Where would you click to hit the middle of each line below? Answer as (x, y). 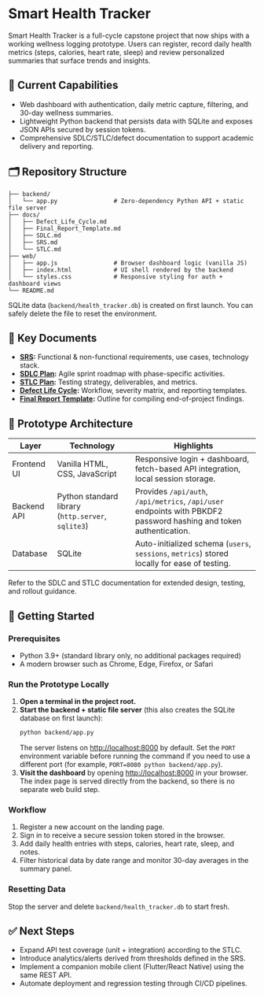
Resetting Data (37, 889)
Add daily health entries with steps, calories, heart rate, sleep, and (126, 844)
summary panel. (46, 869)
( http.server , (82, 517)
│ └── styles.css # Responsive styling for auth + (115, 276)
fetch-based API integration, (188, 469)
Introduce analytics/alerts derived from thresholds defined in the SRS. (132, 958)
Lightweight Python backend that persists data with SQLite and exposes (136, 121)
